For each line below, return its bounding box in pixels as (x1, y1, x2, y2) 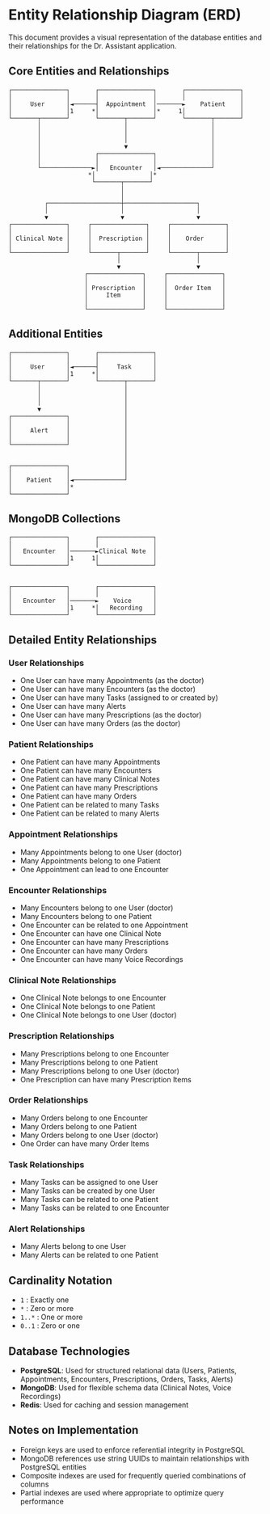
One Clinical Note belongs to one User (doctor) (19, 1010, 177, 1020)
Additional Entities (8, 327, 103, 341)
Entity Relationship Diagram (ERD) (8, 6, 242, 24)
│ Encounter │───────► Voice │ (8, 597, 158, 605)
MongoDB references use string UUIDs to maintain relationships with (19, 1453, 250, 1463)
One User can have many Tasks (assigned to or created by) (19, 693, 218, 702)
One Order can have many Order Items (19, 1138, 150, 1149)
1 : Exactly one (19, 1295, 70, 1305)
